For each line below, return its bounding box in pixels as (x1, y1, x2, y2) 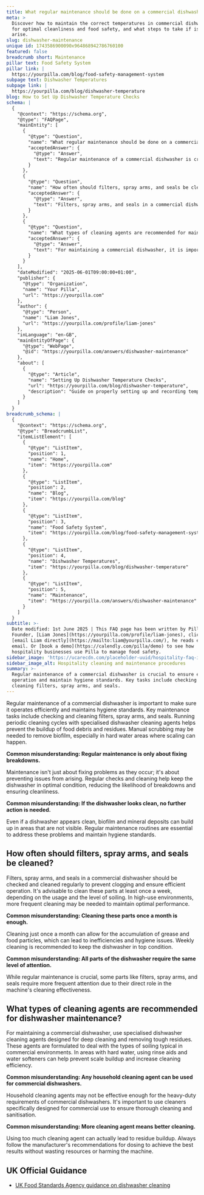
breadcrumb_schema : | (6, 411, 61, 417)
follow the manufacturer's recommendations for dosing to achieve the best (6, 1141, 194, 1149)
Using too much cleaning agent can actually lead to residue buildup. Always (6, 1135, 196, 1142)
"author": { (17, 303, 47, 309)
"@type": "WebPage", (22, 343, 75, 349)
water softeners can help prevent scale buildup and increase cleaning (6, 1055, 181, 1063)
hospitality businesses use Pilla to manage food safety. (12, 649, 162, 655)
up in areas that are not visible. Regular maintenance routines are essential (6, 824, 193, 831)
